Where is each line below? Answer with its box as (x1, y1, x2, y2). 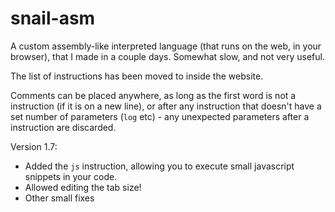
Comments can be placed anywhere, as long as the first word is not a (10, 89, 297, 101)
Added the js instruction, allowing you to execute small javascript (24, 160, 295, 172)
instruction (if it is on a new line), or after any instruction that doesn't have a (10, 100, 322, 112)
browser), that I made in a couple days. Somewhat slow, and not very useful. (10, 50, 326, 62)
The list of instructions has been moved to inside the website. (10, 70, 264, 82)
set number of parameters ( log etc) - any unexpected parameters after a (10, 110, 310, 122)
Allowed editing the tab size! (24, 181, 142, 193)
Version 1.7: (10, 140, 58, 152)
